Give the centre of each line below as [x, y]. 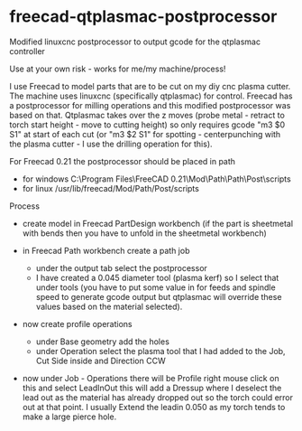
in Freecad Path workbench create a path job [106, 250]
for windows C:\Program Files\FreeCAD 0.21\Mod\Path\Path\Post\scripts [156, 179]
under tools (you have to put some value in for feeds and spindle [156, 287]
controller [27, 51]
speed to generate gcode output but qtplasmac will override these [159, 296]
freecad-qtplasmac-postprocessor [143, 17]
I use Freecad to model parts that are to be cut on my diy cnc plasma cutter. [150, 86]
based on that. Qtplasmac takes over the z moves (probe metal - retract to [147, 115]
